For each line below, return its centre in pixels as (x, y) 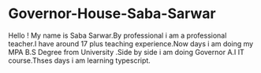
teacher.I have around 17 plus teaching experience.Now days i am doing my (131, 43)
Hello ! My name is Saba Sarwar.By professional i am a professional (117, 35)
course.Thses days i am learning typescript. (80, 60)
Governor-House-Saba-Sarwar (112, 14)
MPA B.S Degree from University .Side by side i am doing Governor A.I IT (126, 52)
